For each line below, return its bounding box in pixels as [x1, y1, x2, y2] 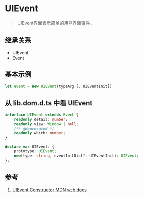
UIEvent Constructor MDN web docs [12, 187, 87, 193]
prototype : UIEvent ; [14, 149, 57, 154]
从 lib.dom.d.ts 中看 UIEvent [5, 99, 93, 107]
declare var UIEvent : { [5, 144, 55, 149]
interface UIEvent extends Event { [5, 112, 79, 117]
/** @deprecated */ [14, 126, 55, 131]
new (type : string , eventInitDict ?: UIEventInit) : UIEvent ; [14, 153, 139, 159]
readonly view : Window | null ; [14, 122, 79, 127]
